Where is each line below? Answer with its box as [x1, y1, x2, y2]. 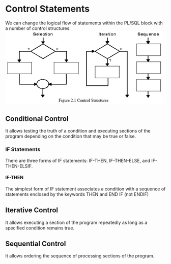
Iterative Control [5, 206, 59, 215]
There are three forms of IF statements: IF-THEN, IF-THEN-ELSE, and [5, 157, 150, 163]
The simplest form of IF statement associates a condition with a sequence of [5, 186, 166, 192]
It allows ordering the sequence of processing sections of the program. [5, 253, 155, 259]
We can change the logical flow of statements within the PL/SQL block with [5, 20, 163, 26]
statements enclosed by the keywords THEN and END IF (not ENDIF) [5, 191, 149, 197]
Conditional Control [5, 114, 69, 123]
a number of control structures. [5, 25, 71, 31]
